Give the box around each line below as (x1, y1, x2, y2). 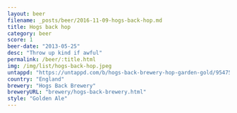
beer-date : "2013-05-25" (7, 43, 80, 50)
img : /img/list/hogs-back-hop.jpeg (7, 62, 112, 69)
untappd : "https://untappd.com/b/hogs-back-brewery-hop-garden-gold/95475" (7, 69, 235, 76)
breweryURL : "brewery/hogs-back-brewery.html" (7, 88, 147, 95)
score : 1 (7, 36, 33, 44)
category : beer (7, 29, 52, 37)
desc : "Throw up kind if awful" (7, 50, 102, 57)
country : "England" (7, 75, 65, 83)
